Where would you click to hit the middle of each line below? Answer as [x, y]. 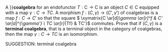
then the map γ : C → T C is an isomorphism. [52, 34]
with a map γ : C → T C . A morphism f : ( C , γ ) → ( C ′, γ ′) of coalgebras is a [82, 13]
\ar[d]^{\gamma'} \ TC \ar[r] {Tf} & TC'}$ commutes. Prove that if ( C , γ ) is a [84, 23]
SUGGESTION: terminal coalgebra [41, 44]
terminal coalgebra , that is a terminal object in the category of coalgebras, [84, 29]
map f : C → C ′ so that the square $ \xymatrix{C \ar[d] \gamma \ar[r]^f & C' [84, 18]
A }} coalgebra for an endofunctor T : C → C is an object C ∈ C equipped [82, 7]
